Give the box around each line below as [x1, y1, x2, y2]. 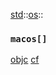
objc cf [10, 54, 40, 66]
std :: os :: [10, 9, 44, 20]
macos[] [10, 33, 48, 44]
